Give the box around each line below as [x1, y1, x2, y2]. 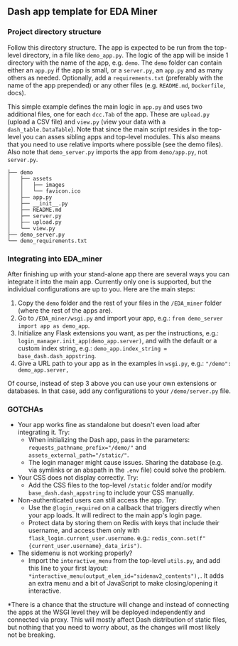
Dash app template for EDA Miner [7, 6, 158, 18]
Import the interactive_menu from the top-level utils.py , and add [28, 556, 220, 565]
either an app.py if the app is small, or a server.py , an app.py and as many [7, 65, 223, 74]
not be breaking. [7, 630, 55, 639]
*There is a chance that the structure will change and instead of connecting [7, 601, 229, 609]
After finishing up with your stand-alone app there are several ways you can [7, 269, 229, 278]
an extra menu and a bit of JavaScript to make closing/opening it [28, 579, 218, 588]
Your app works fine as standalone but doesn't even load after [17, 421, 200, 429]
